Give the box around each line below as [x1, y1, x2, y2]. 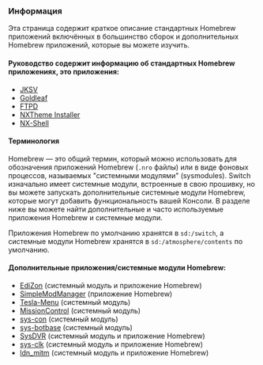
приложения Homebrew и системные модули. [8, 212, 163, 222]
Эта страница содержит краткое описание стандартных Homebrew [8, 24, 236, 33]
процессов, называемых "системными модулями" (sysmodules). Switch [8, 170, 251, 180]
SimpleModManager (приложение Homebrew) [19, 289, 173, 298]
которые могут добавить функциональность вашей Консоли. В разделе [8, 196, 250, 205]
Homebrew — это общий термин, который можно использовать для [8, 154, 237, 163]
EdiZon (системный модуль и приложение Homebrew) [19, 280, 203, 290]
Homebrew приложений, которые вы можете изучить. [8, 40, 190, 50]
